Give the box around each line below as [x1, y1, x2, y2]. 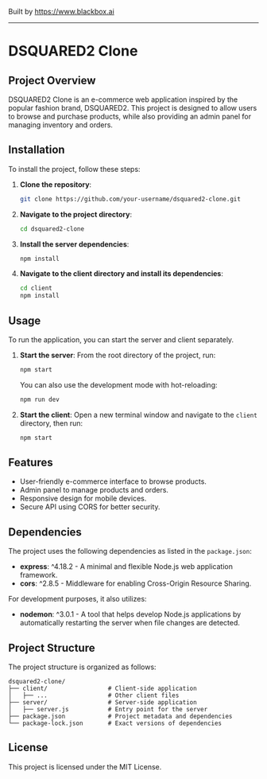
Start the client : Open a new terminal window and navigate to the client [19, 410, 258, 419]
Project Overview [8, 73, 96, 87]
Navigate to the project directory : [19, 209, 133, 219]
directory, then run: [19, 418, 83, 428]
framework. [19, 571, 58, 580]
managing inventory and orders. [8, 120, 114, 130]
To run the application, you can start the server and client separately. [8, 335, 234, 345]
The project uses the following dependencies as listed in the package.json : [8, 547, 252, 556]
